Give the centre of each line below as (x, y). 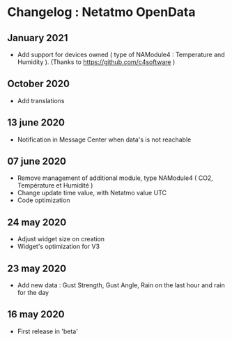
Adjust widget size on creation (61, 239)
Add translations (41, 100)
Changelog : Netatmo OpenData (102, 12)
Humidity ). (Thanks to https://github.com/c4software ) (96, 62)
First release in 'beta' (48, 331)
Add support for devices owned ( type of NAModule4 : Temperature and (121, 54)
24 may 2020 (37, 222)
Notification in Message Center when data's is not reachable (104, 139)
